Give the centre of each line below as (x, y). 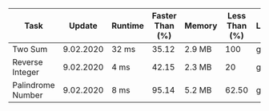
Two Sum (30, 49)
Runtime (128, 26)
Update (83, 26)
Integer (26, 72)
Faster (165, 16)
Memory (201, 26)
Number (28, 95)
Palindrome (34, 85)
